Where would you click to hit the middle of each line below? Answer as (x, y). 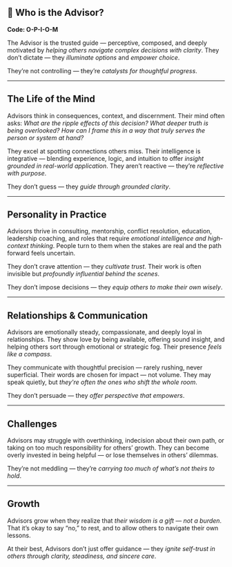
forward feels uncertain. (41, 253)
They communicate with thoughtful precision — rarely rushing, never (105, 367)
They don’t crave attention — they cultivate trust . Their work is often (104, 267)
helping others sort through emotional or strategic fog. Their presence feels (115, 347)
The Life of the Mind (51, 99)
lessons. (19, 535)
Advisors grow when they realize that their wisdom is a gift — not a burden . (115, 520)
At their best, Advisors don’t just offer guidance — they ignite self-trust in (111, 548)
